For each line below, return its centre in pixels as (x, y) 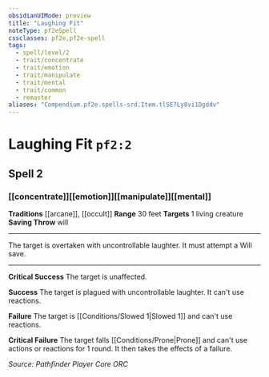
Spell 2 (26, 174)
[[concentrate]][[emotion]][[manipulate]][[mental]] (110, 196)
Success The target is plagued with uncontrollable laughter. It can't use (126, 292)
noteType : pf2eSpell (43, 30)
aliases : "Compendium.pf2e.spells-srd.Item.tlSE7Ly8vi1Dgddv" (114, 105)
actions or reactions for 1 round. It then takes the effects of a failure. (120, 349)
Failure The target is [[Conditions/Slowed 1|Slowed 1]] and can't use (120, 316)
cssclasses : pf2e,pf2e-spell (57, 38)
